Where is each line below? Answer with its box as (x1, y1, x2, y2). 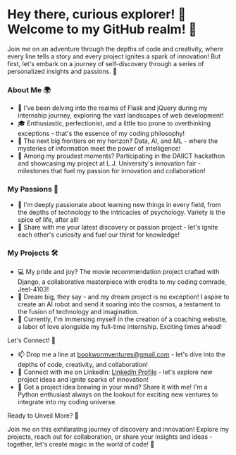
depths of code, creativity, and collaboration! (17, 360, 148, 368)
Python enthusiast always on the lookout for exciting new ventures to (17, 390, 218, 399)
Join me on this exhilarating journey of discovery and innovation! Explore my (7, 425, 229, 433)
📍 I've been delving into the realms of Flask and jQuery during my (17, 104, 208, 112)
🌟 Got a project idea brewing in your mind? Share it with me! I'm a (17, 382, 208, 391)
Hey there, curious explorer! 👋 (7, 6, 187, 23)
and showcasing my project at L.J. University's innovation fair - (17, 159, 201, 168)
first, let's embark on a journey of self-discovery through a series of (7, 59, 204, 68)
